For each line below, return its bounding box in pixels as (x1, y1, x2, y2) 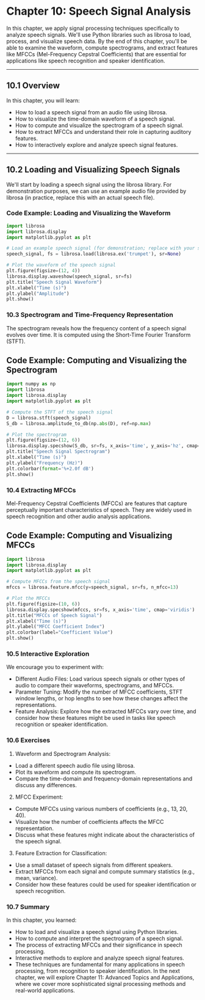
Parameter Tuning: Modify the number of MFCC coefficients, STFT (15, 688, 183, 695)
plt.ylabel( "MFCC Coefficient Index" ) (6, 624, 105, 630)
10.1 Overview (6, 81, 60, 91)
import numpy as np (6, 381, 56, 387)
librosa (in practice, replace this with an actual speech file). (6, 194, 155, 201)
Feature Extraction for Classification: (15, 849, 107, 857)
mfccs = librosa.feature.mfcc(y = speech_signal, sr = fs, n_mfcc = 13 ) (6, 584, 179, 591)
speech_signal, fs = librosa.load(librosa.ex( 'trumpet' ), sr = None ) (6, 251, 182, 257)
